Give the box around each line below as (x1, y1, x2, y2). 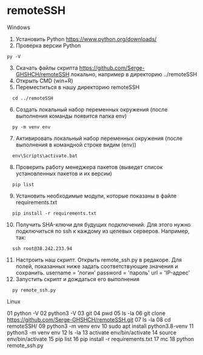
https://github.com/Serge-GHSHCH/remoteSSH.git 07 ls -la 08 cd (7, 316, 171, 323)
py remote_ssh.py (12, 287, 56, 293)
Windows (7, 24, 31, 31)
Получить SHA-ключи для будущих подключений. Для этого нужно (15, 221, 191, 228)
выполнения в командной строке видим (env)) (15, 141, 137, 148)
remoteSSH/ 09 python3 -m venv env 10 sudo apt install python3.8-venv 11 (7, 322, 194, 330)
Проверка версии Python (15, 42, 81, 49)
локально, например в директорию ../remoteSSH (70, 70, 198, 78)
